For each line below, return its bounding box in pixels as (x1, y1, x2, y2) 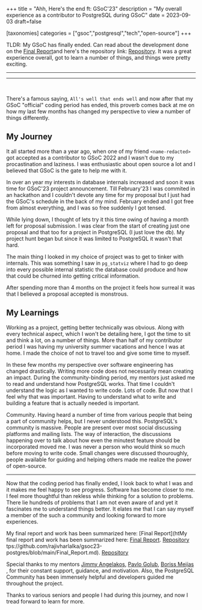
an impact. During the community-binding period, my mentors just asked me (6, 373, 195, 381)
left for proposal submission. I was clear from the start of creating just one (6, 222, 191, 229)
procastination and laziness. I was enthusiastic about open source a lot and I (6, 160, 195, 167)
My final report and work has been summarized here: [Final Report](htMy (6, 529, 188, 537)
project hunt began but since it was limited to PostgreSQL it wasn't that (6, 235, 182, 242)
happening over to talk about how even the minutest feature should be (6, 437, 180, 444)
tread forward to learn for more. (6, 597, 85, 605)
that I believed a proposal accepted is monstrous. (6, 290, 129, 297)
